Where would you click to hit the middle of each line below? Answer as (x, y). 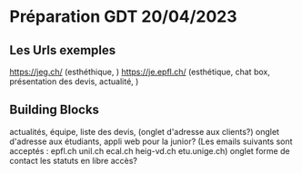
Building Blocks (55, 110)
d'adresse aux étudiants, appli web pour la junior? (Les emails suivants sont (151, 141)
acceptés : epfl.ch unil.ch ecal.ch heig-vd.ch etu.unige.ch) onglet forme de (150, 150)
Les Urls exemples (63, 50)
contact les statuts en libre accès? (74, 160)
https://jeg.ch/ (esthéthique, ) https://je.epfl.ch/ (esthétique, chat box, (140, 72)
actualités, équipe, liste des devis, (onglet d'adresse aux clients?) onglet (145, 131)
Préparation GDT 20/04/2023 (124, 17)
